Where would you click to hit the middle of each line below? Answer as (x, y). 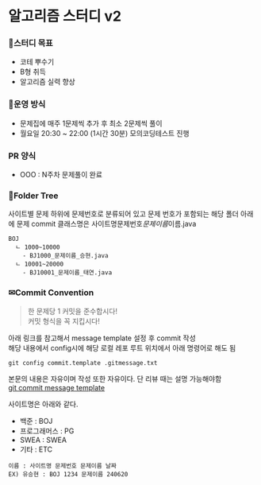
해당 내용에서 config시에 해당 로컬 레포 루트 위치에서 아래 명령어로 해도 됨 (122, 347)
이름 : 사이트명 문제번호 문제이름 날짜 (62, 466)
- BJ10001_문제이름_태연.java (67, 273)
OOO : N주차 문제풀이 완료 (61, 175)
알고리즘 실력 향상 (47, 82)
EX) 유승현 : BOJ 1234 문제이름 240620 (68, 474)
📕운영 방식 (27, 104)
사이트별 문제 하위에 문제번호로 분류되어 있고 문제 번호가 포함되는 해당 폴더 (124, 214)
